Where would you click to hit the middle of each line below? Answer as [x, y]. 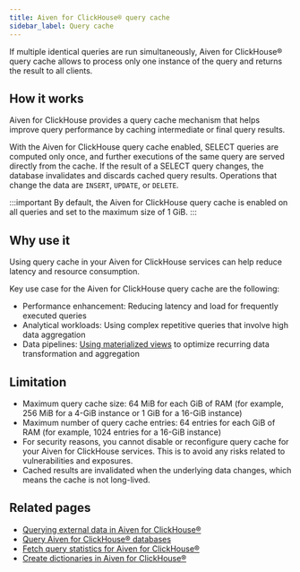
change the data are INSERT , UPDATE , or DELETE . [94, 186]
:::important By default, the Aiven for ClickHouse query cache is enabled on [149, 203]
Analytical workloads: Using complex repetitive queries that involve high [155, 325]
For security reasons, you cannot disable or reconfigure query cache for [155, 441]
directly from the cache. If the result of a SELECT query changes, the [137, 166]
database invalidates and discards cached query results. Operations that [143, 176]
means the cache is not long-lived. [86, 480]
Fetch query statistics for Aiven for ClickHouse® [111, 549]
